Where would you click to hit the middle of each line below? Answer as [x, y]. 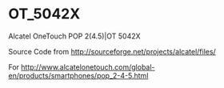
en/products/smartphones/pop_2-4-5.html [78, 75]
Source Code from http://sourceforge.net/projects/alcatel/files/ [112, 51]
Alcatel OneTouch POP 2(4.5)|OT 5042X [75, 36]
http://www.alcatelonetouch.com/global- [88, 67]
